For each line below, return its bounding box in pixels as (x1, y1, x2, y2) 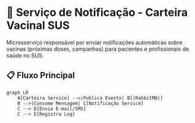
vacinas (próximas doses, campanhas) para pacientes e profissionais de (6, 45, 189, 53)
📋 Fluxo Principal (6, 70, 75, 81)
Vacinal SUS (6, 18, 70, 32)
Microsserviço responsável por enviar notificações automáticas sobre (6, 39, 183, 46)
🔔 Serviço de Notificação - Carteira (6, 6, 188, 20)
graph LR (6, 89, 29, 95)
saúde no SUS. (6, 51, 44, 59)
